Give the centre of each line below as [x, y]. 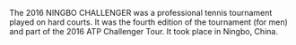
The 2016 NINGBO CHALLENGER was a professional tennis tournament [141, 13]
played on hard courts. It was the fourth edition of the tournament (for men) [149, 22]
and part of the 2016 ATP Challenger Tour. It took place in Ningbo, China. [144, 31]
